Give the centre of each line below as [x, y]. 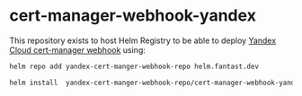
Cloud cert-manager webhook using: [77, 49]
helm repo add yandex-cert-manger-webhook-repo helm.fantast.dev [134, 66]
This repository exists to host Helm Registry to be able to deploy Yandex [143, 40]
